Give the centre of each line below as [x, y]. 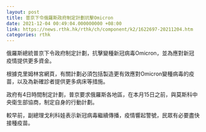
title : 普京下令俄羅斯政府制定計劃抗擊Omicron [60, 18]
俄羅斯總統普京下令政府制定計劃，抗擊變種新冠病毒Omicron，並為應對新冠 [101, 53]
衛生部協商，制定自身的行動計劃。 [55, 103]
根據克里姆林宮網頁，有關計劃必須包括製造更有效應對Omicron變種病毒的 [98, 74]
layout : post [23, 12]
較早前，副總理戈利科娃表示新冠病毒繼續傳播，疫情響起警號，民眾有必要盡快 [103, 115]
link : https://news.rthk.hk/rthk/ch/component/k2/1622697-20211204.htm [100, 29]
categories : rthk [29, 35]
